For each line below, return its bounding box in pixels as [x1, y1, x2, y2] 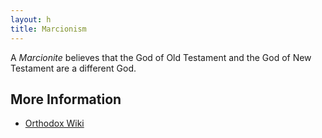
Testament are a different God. [10, 62, 137, 74]
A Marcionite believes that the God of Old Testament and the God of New [10, 51, 312, 63]
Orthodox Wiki [24, 117, 85, 130]
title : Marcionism [10, 24, 87, 34]
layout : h [10, 14, 52, 25]
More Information [10, 91, 122, 108]
